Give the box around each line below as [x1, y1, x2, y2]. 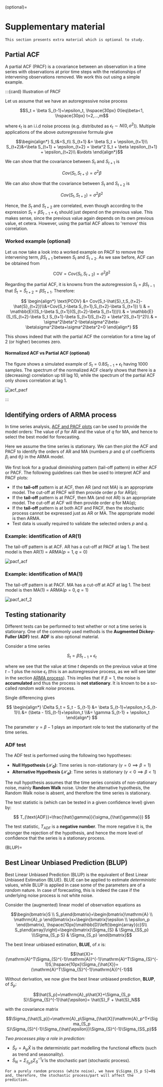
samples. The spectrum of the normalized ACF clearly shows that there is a [5, 367, 156, 373]
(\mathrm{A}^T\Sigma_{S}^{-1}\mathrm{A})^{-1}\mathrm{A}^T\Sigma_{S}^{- [5, 956, 158, 962]
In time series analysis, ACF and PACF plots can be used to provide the [5, 424, 147, 430]
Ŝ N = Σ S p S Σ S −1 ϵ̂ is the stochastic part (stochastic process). [12, 1057, 130, 1065]
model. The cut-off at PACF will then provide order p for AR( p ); [12, 490, 138, 495]
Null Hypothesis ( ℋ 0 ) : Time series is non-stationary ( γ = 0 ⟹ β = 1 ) [12, 762, 151, 769]
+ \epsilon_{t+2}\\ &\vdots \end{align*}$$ [40, 149, 123, 155]
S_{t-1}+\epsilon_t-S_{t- [110, 704, 157, 710]
